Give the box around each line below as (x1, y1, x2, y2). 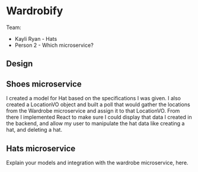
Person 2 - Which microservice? (14, 42, 94, 49)
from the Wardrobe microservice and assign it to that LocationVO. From (6, 107, 180, 114)
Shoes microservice (6, 79, 82, 89)
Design (6, 59, 33, 69)
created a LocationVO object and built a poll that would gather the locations (6, 101, 191, 108)
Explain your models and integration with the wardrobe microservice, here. (6, 159, 189, 166)
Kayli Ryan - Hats (14, 35, 58, 42)
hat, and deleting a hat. (6, 126, 62, 133)
